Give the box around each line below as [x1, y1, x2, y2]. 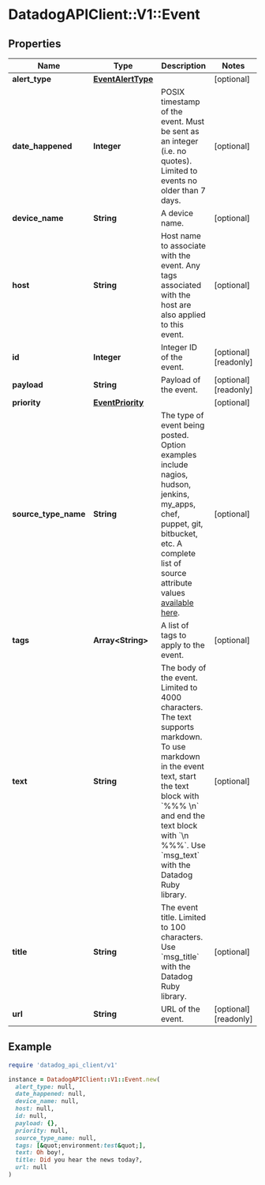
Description [161, 61, 207, 71]
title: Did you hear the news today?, [15, 1156, 144, 1164]
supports [160, 722, 195, 732]
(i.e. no [160, 146, 187, 156]
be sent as [160, 126, 200, 136]
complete [160, 548, 196, 559]
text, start [160, 771, 196, 782]
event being [160, 420, 205, 431]
